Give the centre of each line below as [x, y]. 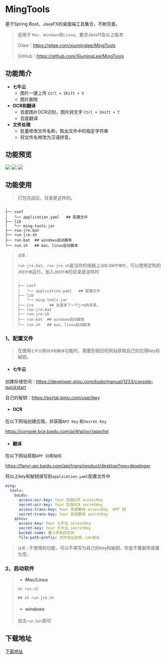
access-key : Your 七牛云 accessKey [55, 524]
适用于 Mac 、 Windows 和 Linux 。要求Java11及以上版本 [70, 34]
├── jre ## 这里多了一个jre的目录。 [59, 306]
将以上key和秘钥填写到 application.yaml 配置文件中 [58, 476]
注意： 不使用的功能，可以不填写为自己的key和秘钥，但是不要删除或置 [89, 548]
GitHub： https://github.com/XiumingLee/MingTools [71, 56]
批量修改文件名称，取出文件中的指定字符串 [64, 131]
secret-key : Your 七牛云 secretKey [55, 528]
